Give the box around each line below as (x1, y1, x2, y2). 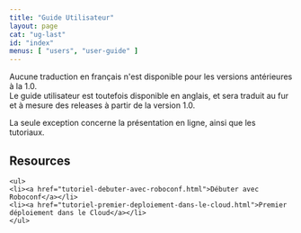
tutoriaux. (9, 127, 45, 138)
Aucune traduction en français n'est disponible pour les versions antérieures (9, 71, 293, 82)
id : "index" (9, 38, 54, 48)
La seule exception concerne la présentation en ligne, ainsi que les (9, 118, 256, 129)
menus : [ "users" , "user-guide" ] (9, 47, 139, 56)
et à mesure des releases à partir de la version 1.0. (9, 100, 196, 111)
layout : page (9, 22, 58, 31)
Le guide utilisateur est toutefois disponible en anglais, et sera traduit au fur (9, 91, 289, 102)
